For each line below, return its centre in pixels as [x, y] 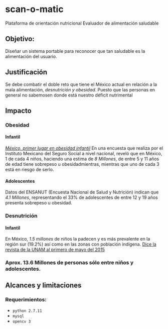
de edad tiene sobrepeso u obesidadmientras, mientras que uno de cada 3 [82, 164]
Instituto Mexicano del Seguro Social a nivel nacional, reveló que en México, [84, 154]
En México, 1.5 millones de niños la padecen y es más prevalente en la [78, 239]
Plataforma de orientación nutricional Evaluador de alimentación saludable [82, 23]
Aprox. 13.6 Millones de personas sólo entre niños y [69, 263]
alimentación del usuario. [31, 56]
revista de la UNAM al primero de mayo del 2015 [55, 250]
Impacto [18, 111]
